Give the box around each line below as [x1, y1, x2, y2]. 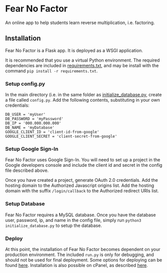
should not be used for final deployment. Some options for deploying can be [5, 256, 162, 263]
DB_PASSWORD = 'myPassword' [5, 116, 64, 122]
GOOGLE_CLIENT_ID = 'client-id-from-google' [5, 130, 99, 135]
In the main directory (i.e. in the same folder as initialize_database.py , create [5, 92, 162, 98]
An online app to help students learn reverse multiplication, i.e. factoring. [5, 20, 155, 26]
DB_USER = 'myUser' [5, 112, 46, 117]
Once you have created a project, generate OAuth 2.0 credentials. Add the [5, 177, 158, 183]
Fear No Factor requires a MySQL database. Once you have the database [5, 211, 156, 218]
